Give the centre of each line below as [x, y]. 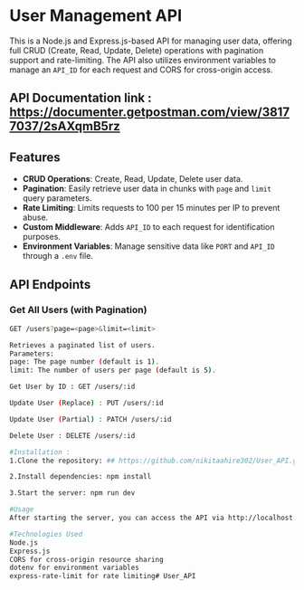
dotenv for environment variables [75, 568]
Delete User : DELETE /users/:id [72, 435]
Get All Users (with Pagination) [78, 310]
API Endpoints [50, 285]
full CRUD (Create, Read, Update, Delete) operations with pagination [137, 50]
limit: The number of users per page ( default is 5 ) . [113, 371]
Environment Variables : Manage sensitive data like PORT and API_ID [149, 246]
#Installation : [40, 452]
